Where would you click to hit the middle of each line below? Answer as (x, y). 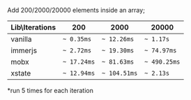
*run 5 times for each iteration (51, 91)
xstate (21, 73)
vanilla (21, 39)
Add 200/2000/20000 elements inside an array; (76, 10)
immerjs (24, 50)
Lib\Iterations (33, 27)
